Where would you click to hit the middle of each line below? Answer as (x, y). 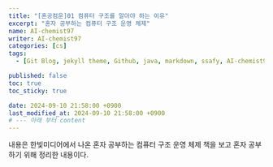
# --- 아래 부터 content (47, 121)
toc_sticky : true (38, 91)
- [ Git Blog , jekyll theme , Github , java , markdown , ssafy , (119, 62)
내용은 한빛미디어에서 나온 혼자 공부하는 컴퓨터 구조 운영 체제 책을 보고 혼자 (128, 145)
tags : (17, 54)
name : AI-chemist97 (41, 31)
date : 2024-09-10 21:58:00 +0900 (65, 105)
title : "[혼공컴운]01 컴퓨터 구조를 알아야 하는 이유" (89, 16)
